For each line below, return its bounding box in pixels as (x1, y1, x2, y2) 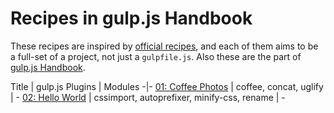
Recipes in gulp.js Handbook (10, 7, 253, 30)
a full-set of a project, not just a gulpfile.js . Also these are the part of (10, 50, 302, 62)
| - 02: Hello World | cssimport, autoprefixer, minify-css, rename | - (10, 91, 286, 103)
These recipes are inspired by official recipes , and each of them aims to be (10, 40, 319, 52)
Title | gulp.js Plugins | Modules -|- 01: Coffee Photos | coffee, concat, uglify (10, 80, 324, 92)
